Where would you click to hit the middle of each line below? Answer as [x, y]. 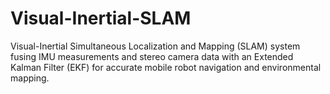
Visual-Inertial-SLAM [101, 18]
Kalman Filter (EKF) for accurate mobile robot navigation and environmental [166, 67]
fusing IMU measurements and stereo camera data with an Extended [152, 56]
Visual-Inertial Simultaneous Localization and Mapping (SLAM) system [155, 46]
